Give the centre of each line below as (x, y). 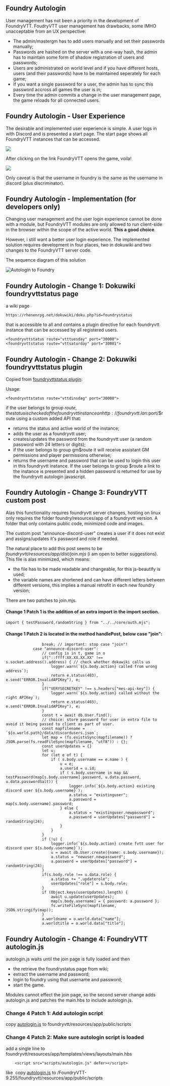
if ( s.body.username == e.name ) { (89, 760)
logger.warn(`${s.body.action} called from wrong (104, 667)
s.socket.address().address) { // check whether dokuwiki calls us (78, 662)
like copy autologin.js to (31, 1072)
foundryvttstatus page (42, 294)
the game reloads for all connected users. (56, 100)
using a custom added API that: (49, 419)
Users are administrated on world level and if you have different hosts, (86, 68)
